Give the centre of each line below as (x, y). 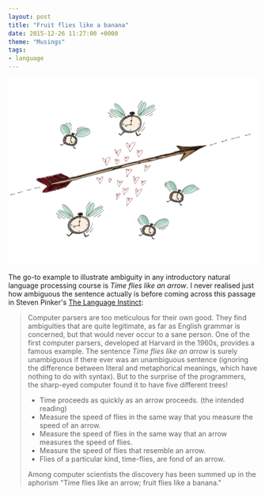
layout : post (30, 17)
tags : (17, 50)
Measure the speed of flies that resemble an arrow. (123, 450)
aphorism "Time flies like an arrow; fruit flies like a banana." (124, 483)
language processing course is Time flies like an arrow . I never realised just (131, 285)
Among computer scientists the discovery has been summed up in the (142, 474)
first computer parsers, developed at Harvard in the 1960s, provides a (141, 343)
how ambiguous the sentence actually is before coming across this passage (132, 294)
